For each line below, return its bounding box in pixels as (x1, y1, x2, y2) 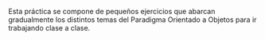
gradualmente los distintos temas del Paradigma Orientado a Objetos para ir (8, 15, 257, 24)
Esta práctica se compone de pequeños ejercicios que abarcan (8, 7, 216, 16)
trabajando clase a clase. (8, 24, 91, 32)
